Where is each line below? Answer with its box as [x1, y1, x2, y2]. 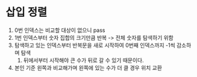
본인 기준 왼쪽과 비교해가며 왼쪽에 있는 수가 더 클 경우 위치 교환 [14, 64, 162, 71]
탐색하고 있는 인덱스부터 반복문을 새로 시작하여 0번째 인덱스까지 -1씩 [14, 42, 175, 49]
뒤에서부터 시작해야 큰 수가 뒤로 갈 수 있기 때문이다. [23, 57, 144, 64]
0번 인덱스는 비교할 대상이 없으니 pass [14, 26, 105, 34]
